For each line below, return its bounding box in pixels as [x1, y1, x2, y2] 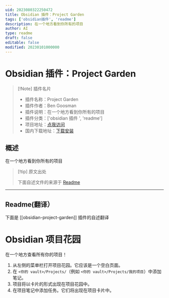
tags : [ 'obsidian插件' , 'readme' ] [5, 17, 76, 22]
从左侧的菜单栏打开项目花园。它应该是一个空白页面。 [12, 262, 123, 268]
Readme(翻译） [5, 200, 54, 209]
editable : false [5, 40, 39, 45]
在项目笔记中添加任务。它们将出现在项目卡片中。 [12, 287, 114, 293]
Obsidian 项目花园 [5, 234, 81, 245]
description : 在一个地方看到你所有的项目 [5, 21, 83, 27]
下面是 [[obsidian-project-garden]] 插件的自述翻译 [5, 215, 109, 221]
